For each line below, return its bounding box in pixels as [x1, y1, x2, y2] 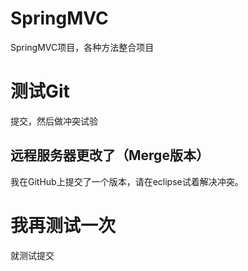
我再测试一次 [10, 214, 117, 237]
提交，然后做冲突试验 [10, 115, 98, 127]
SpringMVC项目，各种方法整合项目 [10, 41, 155, 53]
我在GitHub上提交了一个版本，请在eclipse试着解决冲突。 [10, 175, 244, 187]
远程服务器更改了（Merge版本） [10, 147, 210, 164]
